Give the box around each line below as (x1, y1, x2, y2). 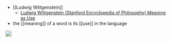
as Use (20, 15, 35, 21)
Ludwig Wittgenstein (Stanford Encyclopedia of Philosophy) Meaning (20, 10, 166, 16)
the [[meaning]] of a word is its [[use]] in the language (12, 20, 127, 26)
